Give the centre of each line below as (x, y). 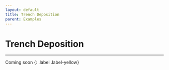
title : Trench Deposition (32, 14)
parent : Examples (23, 19)
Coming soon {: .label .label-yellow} (42, 62)
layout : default (22, 10)
